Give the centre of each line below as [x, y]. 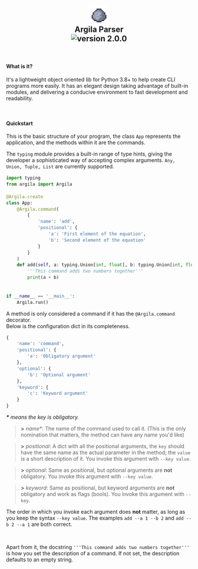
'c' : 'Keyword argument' [58, 393]
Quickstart [20, 123]
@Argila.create [25, 197]
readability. [20, 98]
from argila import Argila [39, 184]
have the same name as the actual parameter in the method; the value [105, 452]
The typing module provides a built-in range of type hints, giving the [89, 154]
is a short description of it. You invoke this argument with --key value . [105, 459]
